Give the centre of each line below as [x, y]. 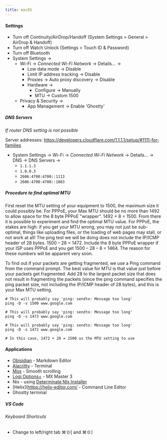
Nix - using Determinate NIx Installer [50, 381]
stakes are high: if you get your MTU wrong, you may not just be [71, 227]
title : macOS [19, 10]
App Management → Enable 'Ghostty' [66, 106]
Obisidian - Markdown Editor [42, 360]
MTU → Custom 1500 [57, 95]
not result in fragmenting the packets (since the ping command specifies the [84, 279]
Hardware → [40, 85]
